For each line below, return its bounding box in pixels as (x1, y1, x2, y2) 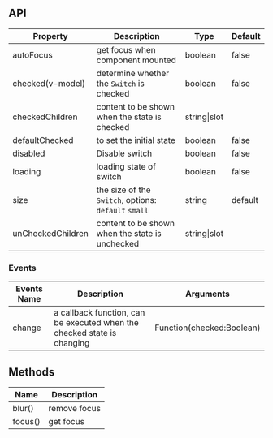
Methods (8, 365, 55, 379)
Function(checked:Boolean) (154, 322, 261, 333)
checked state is (54, 328, 117, 339)
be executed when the (54, 317, 140, 328)
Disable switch (96, 148, 153, 159)
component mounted (96, 54, 176, 66)
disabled (12, 148, 45, 159)
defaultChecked (12, 134, 74, 145)
